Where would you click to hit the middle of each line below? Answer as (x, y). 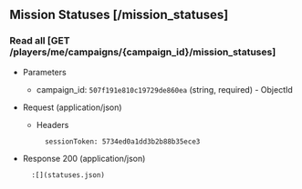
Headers (52, 124)
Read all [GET (40, 41)
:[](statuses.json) (68, 175)
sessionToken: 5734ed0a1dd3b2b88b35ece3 (122, 141)
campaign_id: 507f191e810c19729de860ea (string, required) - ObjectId (165, 89)
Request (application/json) (72, 107)
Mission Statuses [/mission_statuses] (119, 15)
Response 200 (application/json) (84, 158)
